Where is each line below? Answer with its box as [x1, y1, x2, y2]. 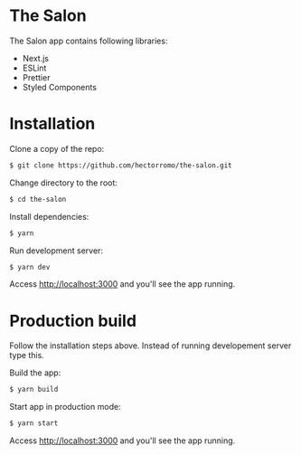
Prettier [22, 71, 51, 82]
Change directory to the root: [9, 177, 118, 188]
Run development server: [9, 245, 104, 256]
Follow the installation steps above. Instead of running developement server [9, 340, 292, 351]
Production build [9, 310, 137, 331]
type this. [9, 350, 45, 361]
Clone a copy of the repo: [9, 143, 105, 154]
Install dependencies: [9, 211, 89, 222]
